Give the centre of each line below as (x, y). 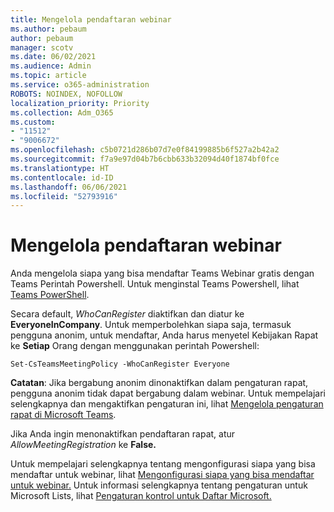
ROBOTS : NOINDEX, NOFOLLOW (66, 94)
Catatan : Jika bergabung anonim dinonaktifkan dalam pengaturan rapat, (159, 383)
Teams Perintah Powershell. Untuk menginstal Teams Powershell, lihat (155, 284)
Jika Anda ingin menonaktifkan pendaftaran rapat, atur (123, 434)
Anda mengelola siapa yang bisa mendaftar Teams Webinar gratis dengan (162, 273)
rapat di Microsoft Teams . (63, 415)
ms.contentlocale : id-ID (62, 177)
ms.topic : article (48, 76)
